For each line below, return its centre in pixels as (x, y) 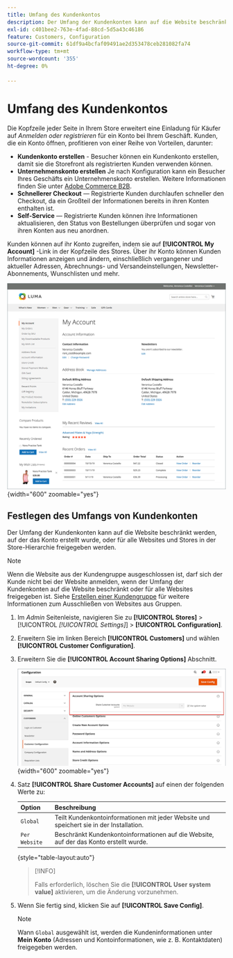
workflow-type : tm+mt (38, 52)
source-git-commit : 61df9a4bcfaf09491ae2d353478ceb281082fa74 (99, 44)
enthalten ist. (36, 208)
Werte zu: (31, 792)
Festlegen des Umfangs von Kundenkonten (103, 516)
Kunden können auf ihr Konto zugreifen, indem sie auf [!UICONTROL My (111, 244)
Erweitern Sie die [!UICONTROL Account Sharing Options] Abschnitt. (117, 659)
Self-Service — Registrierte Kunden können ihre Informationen (107, 215)
